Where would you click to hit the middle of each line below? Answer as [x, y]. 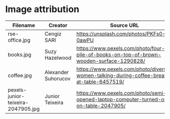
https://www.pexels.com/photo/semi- [121, 93]
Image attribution [42, 9]
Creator [58, 25]
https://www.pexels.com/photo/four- [121, 48]
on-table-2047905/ [101, 105]
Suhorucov [58, 78]
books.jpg [19, 54]
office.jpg [19, 40]
